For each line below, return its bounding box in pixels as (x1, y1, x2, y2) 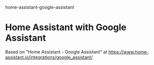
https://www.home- (108, 48, 149, 54)
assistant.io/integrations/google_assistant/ (5, 54, 93, 60)
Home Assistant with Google (5, 22, 127, 33)
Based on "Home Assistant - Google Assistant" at (5, 48, 108, 54)
